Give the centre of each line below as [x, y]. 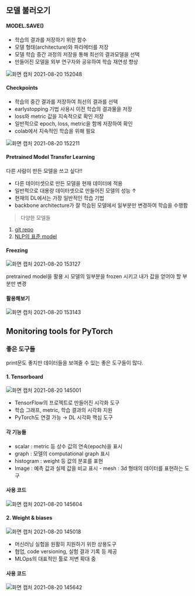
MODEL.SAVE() [25, 26]
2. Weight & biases [29, 518]
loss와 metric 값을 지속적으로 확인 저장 [59, 116]
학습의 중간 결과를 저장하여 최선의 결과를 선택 [66, 101]
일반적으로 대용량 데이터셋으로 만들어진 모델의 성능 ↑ [75, 190]
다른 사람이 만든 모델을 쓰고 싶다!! [45, 171]
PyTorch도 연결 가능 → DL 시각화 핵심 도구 [64, 417]
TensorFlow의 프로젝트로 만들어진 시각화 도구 [67, 403]
